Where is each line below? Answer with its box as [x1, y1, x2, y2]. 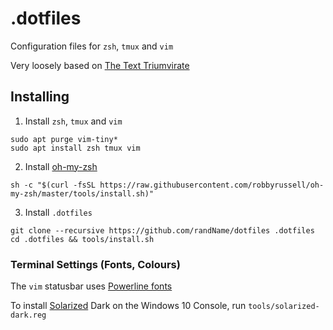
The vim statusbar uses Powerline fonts [10, 280, 173, 292]
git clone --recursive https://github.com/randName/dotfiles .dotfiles [10, 225, 315, 236]
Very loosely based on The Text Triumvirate [10, 59, 190, 71]
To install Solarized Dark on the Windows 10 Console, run [10, 300, 247, 312]
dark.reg [10, 310, 47, 321]
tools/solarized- [248, 302, 320, 312]
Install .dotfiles [24, 206, 93, 218]
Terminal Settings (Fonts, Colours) [10, 257, 181, 271]
